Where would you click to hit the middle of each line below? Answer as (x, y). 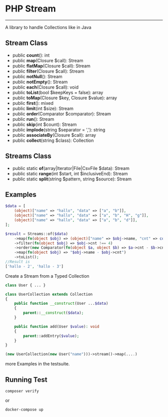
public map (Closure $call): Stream (48, 60)
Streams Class (28, 156)
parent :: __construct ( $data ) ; (53, 313)
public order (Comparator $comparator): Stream (62, 114)
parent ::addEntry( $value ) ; (51, 336)
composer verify (22, 391)
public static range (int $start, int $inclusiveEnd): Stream (70, 173)
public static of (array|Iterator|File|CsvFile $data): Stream (71, 168)
